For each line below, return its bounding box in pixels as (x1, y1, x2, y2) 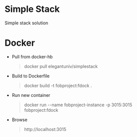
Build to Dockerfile (11, 73, 50, 79)
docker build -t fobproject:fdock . (24, 82, 92, 88)
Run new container (11, 92, 50, 98)
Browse (11, 117, 28, 123)
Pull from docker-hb (11, 54, 53, 60)
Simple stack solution (4, 20, 48, 26)
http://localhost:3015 (24, 126, 67, 132)
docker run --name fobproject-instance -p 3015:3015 (24, 102, 133, 108)
